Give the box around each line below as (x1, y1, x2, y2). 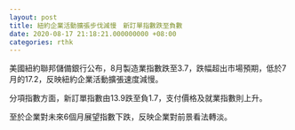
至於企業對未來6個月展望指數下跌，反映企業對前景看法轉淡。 (9, 111, 233, 122)
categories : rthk (9, 37, 74, 47)
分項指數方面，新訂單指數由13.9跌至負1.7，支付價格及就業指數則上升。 (9, 93, 268, 103)
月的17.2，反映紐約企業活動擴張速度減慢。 (9, 74, 163, 85)
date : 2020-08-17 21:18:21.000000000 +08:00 (9, 29, 177, 38)
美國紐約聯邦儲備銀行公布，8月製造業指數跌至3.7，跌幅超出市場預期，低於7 (9, 63, 287, 73)
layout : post (9, 12, 58, 22)
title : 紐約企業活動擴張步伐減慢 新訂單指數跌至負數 (9, 21, 183, 30)
